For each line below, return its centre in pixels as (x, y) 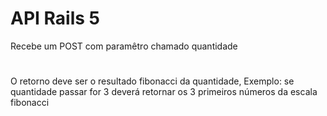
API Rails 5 (55, 18)
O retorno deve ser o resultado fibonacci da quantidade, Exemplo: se (152, 81)
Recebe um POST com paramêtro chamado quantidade (124, 46)
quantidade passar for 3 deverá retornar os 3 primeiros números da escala (164, 92)
